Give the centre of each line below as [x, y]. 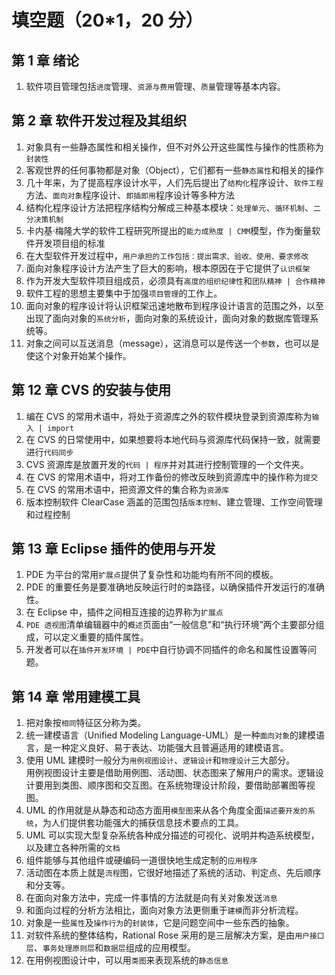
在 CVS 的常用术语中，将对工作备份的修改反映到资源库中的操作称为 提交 [172, 477]
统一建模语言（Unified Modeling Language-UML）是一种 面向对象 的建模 [170, 735]
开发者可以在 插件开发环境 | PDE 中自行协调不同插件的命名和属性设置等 [167, 650]
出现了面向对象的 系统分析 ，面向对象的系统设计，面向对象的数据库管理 [168, 318]
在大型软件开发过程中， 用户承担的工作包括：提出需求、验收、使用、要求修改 [167, 255]
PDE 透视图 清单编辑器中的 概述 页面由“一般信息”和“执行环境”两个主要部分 [170, 625]
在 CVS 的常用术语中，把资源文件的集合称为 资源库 [127, 489]
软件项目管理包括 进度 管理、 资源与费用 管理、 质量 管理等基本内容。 [155, 86]
